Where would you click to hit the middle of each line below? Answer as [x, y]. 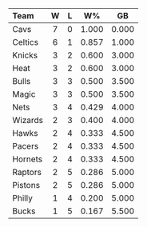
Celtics [25, 42]
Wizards [28, 120]
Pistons [26, 185]
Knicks [25, 55]
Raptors [27, 172]
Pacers [26, 146]
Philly [23, 198]
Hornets [28, 159]
